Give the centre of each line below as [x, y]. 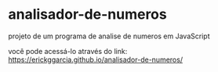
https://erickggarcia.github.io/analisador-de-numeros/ [95, 59]
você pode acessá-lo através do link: [68, 51]
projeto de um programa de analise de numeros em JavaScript [109, 36]
